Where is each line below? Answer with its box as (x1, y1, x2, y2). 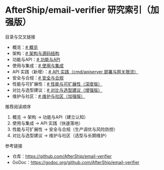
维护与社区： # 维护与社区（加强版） (12, 93, 85, 99)
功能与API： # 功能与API (12, 56, 60, 62)
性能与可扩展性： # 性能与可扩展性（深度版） (12, 81, 103, 87)
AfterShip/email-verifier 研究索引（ (5, 4, 151, 16)
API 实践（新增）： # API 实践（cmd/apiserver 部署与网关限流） (12, 69, 138, 74)
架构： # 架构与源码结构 (12, 50, 60, 56)
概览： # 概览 (12, 44, 38, 50)
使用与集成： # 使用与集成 (12, 62, 64, 69)
